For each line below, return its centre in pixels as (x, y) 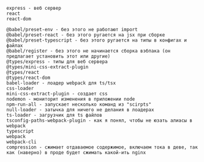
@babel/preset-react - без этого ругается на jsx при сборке (86, 35)
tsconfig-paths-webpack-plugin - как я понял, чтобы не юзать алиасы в (99, 120)
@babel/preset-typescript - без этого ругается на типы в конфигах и (97, 40)
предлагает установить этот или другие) (59, 56)
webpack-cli (21, 142)
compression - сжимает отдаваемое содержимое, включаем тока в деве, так (102, 147)
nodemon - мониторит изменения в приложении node (71, 99)
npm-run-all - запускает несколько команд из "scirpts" (79, 105)
